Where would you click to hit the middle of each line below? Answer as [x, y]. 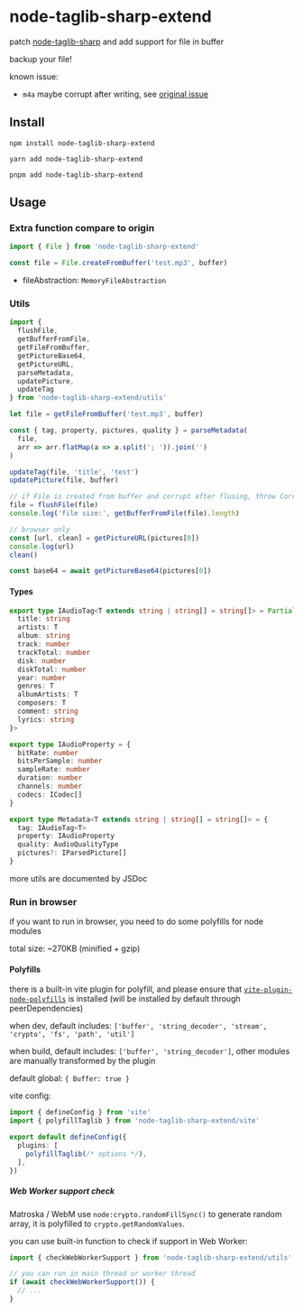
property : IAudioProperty [66, 836]
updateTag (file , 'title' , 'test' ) [74, 472]
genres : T [36, 686]
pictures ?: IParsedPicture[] [72, 853]
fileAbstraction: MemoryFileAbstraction [94, 281]
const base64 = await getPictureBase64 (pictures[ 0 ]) [110, 571]
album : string [44, 636]
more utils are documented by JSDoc [78, 878]
